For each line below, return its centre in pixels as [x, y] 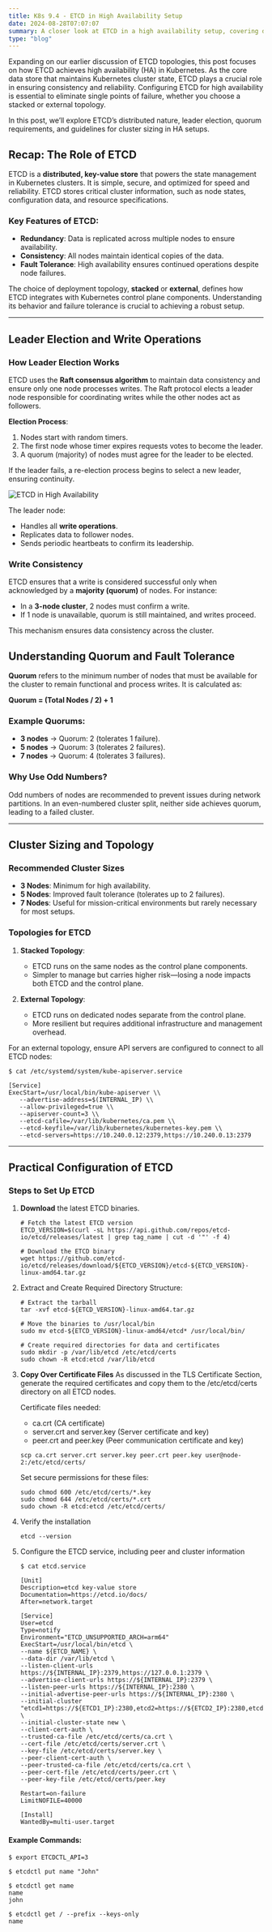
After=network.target [56, 1602]
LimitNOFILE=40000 [51, 1801]
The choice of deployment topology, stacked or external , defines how [126, 289]
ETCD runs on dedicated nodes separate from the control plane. [139, 1014]
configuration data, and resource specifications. [88, 200]
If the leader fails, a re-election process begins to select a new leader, [125, 471]
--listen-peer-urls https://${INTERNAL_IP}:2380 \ [107, 1687]
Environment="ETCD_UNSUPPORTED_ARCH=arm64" [95, 1637]
